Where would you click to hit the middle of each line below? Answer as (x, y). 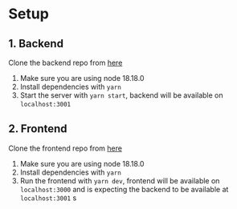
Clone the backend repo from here (65, 62)
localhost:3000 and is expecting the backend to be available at (124, 189)
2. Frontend (38, 129)
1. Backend (36, 44)
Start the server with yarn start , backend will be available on (121, 95)
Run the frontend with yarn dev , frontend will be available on (120, 180)
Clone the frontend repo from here (65, 148)
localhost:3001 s (48, 198)
